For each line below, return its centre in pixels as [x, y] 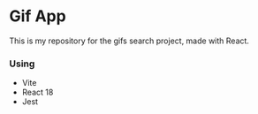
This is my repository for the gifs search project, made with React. [129, 41]
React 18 [38, 92]
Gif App [38, 16]
